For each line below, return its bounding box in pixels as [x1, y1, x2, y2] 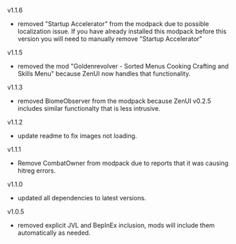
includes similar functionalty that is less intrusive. [17, 104, 161, 112]
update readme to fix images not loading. [17, 132, 137, 140]
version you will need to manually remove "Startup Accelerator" [17, 35, 203, 43]
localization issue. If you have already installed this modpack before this [17, 28, 227, 35]
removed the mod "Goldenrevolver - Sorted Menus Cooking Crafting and [17, 62, 229, 70]
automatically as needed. [17, 228, 91, 237]
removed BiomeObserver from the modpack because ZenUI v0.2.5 [17, 97, 211, 105]
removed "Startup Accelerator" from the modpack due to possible [17, 20, 209, 28]
